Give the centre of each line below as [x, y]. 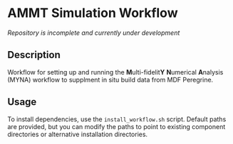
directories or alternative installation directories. [78, 134]
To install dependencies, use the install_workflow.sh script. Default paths [117, 119]
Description [34, 55]
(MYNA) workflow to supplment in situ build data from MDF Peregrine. [110, 79]
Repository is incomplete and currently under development [94, 33]
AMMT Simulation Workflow [93, 13]
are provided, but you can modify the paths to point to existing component [116, 126]
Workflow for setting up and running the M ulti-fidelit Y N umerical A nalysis [115, 72]
